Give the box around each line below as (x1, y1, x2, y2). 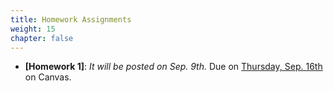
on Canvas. (24, 71, 72, 83)
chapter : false (10, 33, 74, 43)
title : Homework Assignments (10, 14, 132, 25)
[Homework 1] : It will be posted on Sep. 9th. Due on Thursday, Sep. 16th (24, 61, 323, 73)
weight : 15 (10, 24, 56, 34)
